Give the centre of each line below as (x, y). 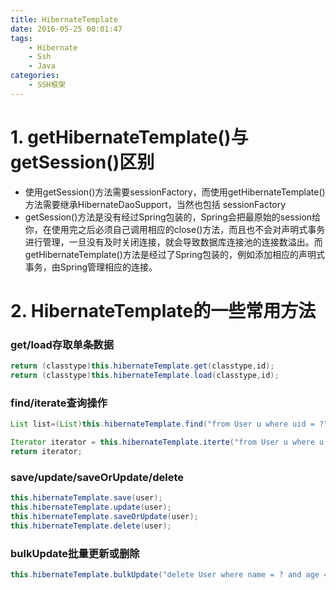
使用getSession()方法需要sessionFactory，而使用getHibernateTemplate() (175, 192)
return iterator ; (46, 451)
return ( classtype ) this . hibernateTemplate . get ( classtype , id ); (142, 366)
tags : (21, 38)
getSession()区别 (82, 162)
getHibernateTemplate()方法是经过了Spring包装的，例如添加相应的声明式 (175, 254)
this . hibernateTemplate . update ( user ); (91, 507)
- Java (42, 66)
